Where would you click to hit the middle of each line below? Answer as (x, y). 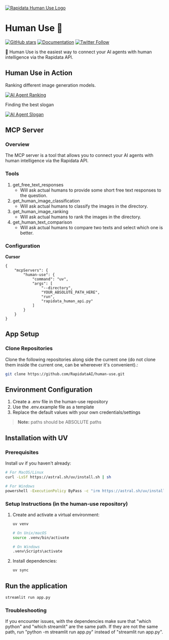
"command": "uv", (50, 279)
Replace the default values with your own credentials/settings (76, 412)
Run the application (36, 586)
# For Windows (20, 486)
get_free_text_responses (38, 185)
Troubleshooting (26, 610)
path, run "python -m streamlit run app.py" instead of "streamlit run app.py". (84, 632)
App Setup (22, 334)
